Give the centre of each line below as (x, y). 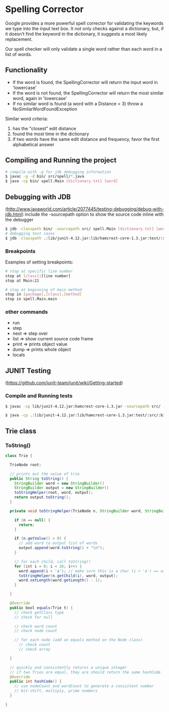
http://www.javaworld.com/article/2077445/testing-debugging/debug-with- (85, 209)
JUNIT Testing (28, 371)
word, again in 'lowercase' (40, 98)
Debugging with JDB (38, 197)
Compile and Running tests (39, 396)
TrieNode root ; (26, 465)
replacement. (19, 39)
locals (19, 355)
